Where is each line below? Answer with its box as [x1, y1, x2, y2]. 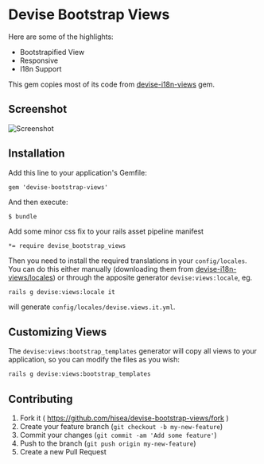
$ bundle [8, 212, 37, 220]
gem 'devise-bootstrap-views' [8, 183, 109, 191]
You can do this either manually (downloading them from [8, 264, 194, 273]
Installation [8, 147, 65, 160]
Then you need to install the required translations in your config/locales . [8, 256, 248, 265]
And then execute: [8, 197, 68, 207]
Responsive [19, 56, 58, 65]
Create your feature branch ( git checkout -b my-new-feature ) [19, 421, 223, 431]
